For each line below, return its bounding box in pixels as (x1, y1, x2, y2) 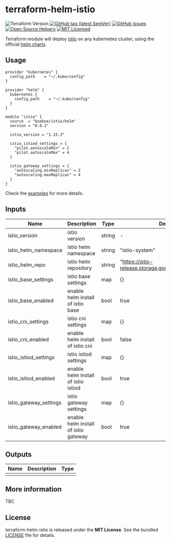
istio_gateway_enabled (8, 423, 62, 430)
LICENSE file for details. (5, 532, 55, 538)
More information (5, 485, 62, 493)
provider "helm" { (5, 87, 44, 92)
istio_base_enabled (8, 297, 54, 304)
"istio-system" (120, 246, 156, 254)
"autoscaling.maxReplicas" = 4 (14, 172, 81, 177)
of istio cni (67, 342, 93, 349)
